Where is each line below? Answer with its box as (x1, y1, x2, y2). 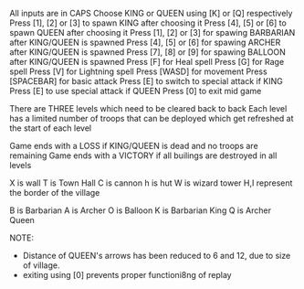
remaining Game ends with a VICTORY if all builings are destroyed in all (9, 150, 278, 161)
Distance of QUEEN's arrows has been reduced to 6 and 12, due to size (22, 251, 291, 261)
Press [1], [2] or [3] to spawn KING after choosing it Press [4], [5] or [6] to (9, 17, 288, 28)
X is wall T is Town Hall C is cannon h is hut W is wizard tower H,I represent (9, 177, 293, 188)
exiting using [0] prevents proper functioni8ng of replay (22, 270, 232, 280)
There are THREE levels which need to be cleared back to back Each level (9, 103, 288, 113)
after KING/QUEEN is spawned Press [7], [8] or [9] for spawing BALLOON (9, 47, 286, 58)
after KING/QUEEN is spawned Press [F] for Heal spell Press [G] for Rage (9, 57, 285, 67)
